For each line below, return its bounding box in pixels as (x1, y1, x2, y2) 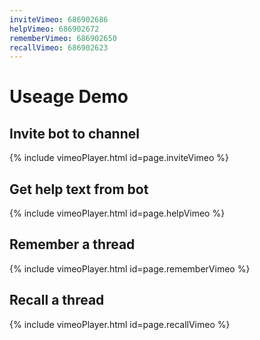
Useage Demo (9, 86, 129, 108)
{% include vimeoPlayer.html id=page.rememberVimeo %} (9, 262, 251, 275)
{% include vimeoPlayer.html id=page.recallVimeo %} (9, 318, 231, 330)
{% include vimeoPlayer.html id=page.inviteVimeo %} (9, 152, 230, 164)
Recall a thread (9, 292, 105, 309)
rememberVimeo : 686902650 (9, 33, 117, 43)
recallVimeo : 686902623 (9, 42, 109, 53)
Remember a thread (9, 236, 136, 253)
